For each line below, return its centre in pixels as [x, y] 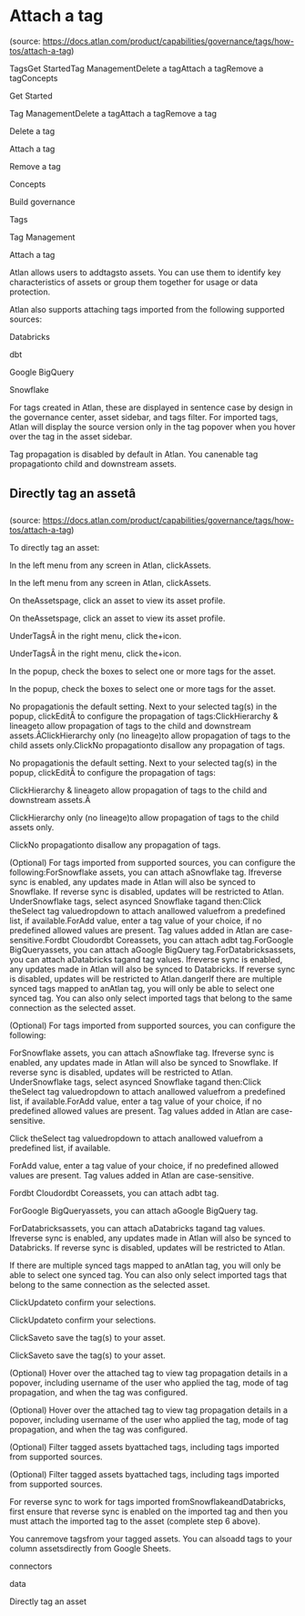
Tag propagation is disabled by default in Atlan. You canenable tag [134, 454]
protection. [30, 292]
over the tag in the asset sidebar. [71, 436]
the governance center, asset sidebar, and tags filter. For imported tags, [144, 417]
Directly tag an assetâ [73, 494]
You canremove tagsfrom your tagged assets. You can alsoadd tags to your [151, 1539]
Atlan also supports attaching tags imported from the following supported [147, 309]
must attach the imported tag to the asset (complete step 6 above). [135, 1521]
